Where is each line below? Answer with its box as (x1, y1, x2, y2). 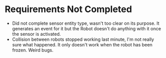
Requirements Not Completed (5, 4, 132, 15)
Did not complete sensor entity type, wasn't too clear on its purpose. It (12, 20, 160, 26)
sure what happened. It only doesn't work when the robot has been (12, 41, 153, 47)
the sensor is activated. (12, 31, 61, 37)
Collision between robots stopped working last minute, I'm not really (12, 36, 154, 42)
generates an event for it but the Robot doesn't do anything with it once (12, 25, 161, 31)
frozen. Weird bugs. (12, 47, 54, 53)
